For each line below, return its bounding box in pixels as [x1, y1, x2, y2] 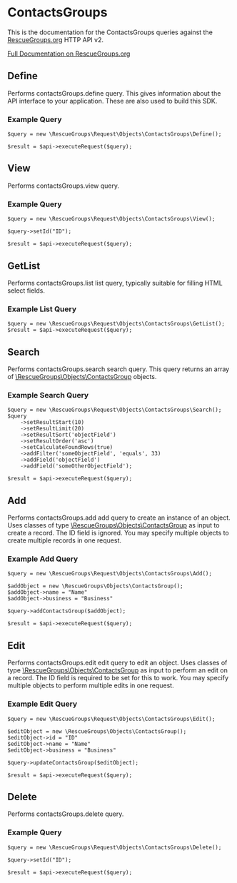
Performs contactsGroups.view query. [7, 181, 120, 190]
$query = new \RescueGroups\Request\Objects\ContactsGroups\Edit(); [7, 715, 216, 722]
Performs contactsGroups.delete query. [7, 809, 124, 818]
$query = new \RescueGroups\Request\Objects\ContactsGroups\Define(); [7, 131, 222, 138]
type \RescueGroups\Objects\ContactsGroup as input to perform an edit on [7, 666, 228, 675]
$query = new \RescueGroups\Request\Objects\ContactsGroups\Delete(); [7, 844, 222, 851]
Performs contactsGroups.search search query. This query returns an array [7, 365, 230, 373]
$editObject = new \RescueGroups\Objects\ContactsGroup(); [7, 727, 187, 735]
